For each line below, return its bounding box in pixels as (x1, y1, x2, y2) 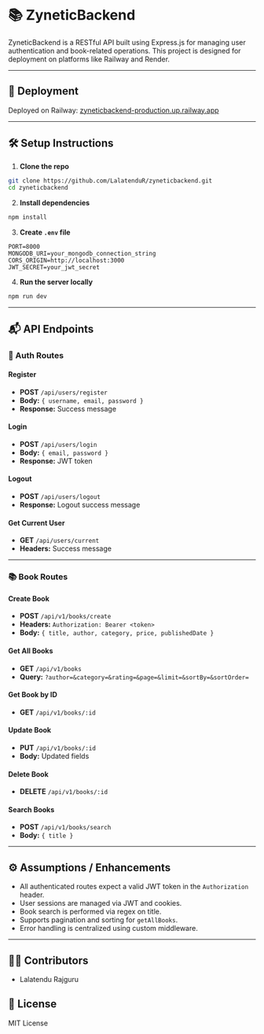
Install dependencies (19, 198, 90, 208)
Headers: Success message (19, 544, 112, 553)
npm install (8, 213, 47, 221)
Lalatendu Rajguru (19, 974, 79, 984)
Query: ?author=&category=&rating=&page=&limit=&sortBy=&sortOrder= (19, 672, 249, 681)
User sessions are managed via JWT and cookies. (19, 899, 182, 908)
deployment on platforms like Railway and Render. (8, 54, 170, 64)
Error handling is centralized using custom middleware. (19, 924, 198, 933)
